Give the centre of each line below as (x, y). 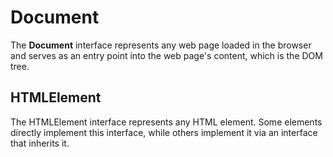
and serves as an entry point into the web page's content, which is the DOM (166, 55)
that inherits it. (40, 143)
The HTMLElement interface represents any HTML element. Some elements (166, 122)
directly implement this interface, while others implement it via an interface (164, 132)
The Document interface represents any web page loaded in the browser (161, 45)
